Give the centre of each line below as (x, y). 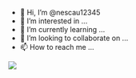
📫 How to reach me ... (57, 47)
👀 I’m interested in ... (54, 21)
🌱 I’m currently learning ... (62, 29)
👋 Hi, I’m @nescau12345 (60, 12)
